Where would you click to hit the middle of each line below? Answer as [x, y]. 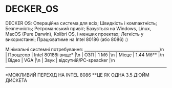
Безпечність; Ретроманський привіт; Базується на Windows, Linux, [78, 28]
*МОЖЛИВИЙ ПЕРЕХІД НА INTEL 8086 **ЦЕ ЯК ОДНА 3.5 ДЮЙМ [77, 75]
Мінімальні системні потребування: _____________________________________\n [85, 49]
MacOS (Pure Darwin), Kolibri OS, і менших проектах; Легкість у [74, 34]
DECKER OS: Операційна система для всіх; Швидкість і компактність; [81, 23]
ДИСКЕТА [16, 80]
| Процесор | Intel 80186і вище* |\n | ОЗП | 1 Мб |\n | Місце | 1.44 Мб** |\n [85, 55]
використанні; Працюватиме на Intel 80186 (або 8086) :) [67, 39]
